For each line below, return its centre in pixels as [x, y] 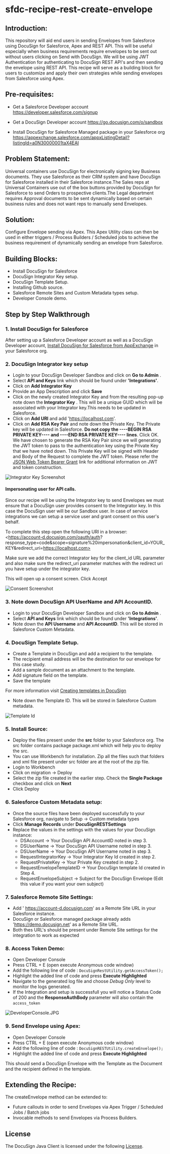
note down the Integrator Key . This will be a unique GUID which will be [87, 402]
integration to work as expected [46, 935]
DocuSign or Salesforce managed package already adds [72, 919]
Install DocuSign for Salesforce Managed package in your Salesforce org [89, 132]
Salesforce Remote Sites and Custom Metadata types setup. [75, 293]
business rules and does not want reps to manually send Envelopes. [76, 204]
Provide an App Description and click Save [57, 391]
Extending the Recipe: [41, 1085]
